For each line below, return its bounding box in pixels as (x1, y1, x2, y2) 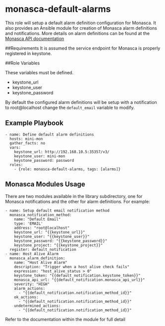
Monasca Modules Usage (5, 180, 85, 188)
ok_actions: (14, 294, 39, 300)
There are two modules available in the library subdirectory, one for (5, 193, 143, 199)
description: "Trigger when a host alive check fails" (14, 264, 130, 269)
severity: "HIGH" (14, 281, 50, 286)
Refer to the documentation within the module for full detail (5, 316, 125, 322)
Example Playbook (5, 119, 63, 127)
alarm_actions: (14, 286, 46, 291)
